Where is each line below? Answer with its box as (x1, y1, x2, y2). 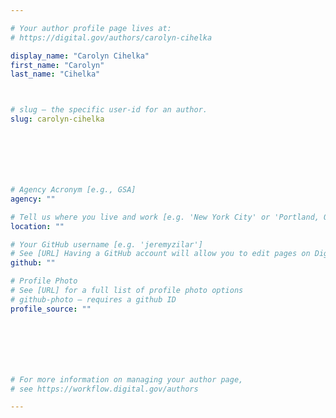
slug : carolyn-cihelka (10, 114, 105, 125)
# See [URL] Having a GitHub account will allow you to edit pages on (10, 249, 311, 259)
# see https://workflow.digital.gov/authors (10, 384, 199, 394)
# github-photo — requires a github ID (10, 294, 177, 305)
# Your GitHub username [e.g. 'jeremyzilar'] (10, 239, 203, 250)
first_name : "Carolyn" (10, 60, 105, 70)
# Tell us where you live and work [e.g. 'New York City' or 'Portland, (10, 212, 320, 222)
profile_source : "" (10, 304, 92, 314)
